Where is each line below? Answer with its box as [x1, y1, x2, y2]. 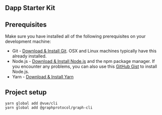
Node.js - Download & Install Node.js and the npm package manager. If [12, 58, 155, 64]
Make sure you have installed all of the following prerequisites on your [5, 34, 146, 39]
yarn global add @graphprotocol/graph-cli [5, 105, 93, 110]
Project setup [5, 88, 47, 96]
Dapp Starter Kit [5, 4, 55, 12]
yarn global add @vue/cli [5, 101, 58, 106]
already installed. [12, 53, 47, 59]
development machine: [5, 38, 51, 44]
